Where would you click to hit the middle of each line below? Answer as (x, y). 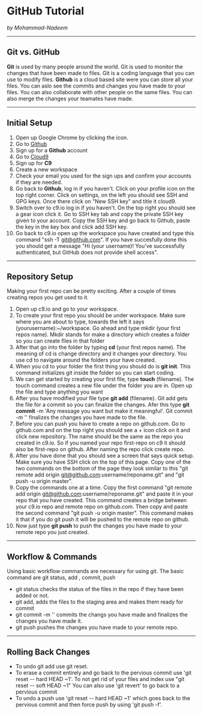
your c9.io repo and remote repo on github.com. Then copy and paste (102, 507)
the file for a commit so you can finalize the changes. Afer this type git (102, 405)
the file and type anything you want (59, 392)
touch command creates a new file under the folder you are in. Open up (104, 386)
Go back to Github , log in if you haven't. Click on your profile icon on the (105, 188)
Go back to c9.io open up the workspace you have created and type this (105, 233)
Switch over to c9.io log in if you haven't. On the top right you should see (105, 208)
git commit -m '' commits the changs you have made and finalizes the (102, 615)
